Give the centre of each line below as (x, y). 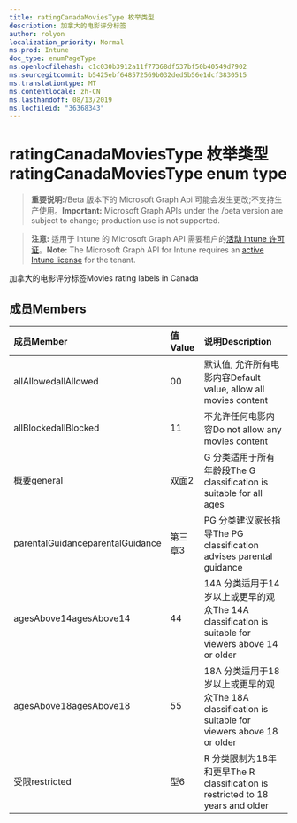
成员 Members (48, 309)
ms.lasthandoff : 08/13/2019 (61, 100)
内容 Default (236, 377)
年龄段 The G (230, 470)
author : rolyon (37, 34)
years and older (236, 805)
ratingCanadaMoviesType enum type (148, 174)
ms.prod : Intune (39, 50)
